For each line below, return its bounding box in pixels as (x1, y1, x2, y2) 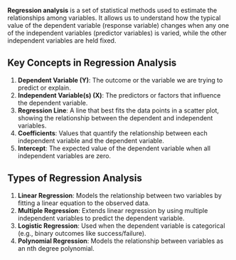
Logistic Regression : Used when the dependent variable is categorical (17, 221, 225, 230)
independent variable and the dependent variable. (17, 136, 165, 145)
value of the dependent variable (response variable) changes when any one (7, 21, 230, 29)
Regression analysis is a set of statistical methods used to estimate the (7, 6, 218, 14)
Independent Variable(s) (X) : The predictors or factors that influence (17, 90, 221, 99)
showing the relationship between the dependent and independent (17, 113, 213, 122)
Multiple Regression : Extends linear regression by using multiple (17, 206, 208, 214)
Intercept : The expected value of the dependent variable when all (17, 144, 211, 152)
